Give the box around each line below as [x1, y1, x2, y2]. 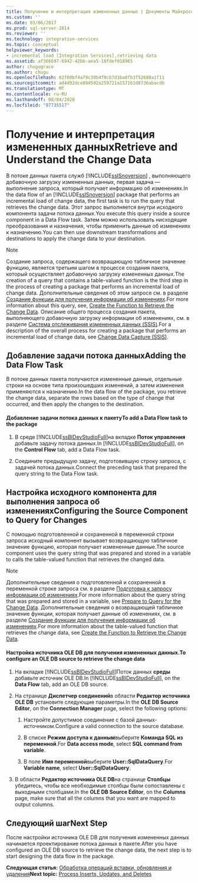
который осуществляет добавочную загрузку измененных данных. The [6, 270, 184, 278]
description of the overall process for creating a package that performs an [6, 327, 186, 334]
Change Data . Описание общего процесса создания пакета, [6, 308, 157, 315]
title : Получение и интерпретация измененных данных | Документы [6, 8, 170, 15]
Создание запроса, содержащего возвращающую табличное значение [6, 258, 186, 265]
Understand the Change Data [6, 153, 152, 166]
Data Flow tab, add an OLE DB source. [14, 681, 108, 688]
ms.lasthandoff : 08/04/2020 [6, 96, 75, 102]
